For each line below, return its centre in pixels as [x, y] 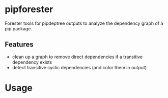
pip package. [19, 28]
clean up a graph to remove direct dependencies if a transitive [77, 57]
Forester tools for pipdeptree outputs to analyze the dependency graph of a [84, 23]
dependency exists [32, 62]
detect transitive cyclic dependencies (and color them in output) [79, 67]
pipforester [29, 9]
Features [19, 45]
